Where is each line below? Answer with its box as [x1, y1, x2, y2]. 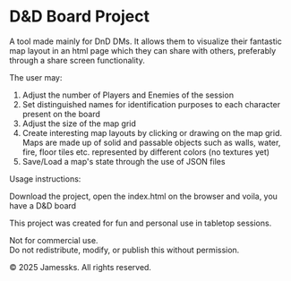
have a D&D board [9, 200, 77, 211]
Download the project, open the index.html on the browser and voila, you [9, 191, 278, 201]
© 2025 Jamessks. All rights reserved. [9, 261, 152, 272]
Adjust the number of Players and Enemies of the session [21, 89, 235, 100]
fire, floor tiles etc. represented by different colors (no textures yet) [21, 146, 270, 158]
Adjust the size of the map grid [21, 118, 137, 129]
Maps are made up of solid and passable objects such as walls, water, [21, 137, 281, 148]
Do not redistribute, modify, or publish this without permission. [9, 244, 240, 255]
